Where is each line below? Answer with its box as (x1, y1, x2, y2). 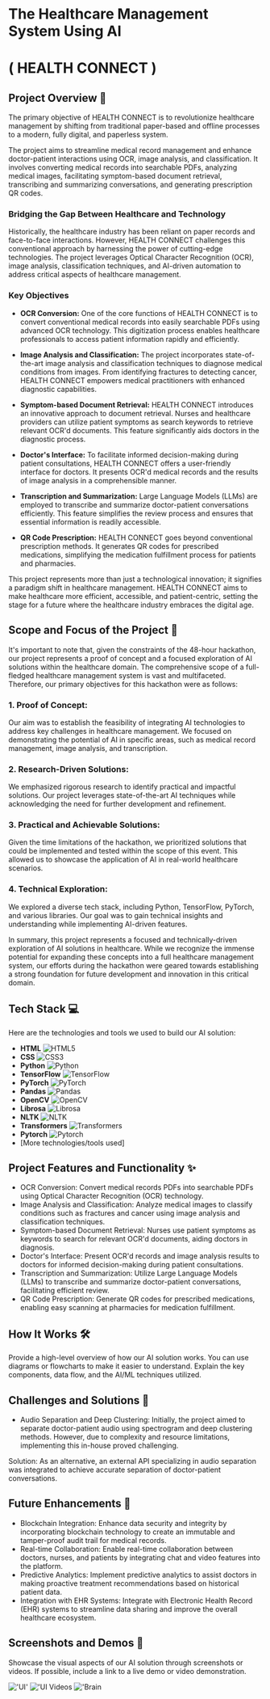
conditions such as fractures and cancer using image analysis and (19, 1208, 240, 1218)
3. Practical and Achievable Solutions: (8, 820, 160, 831)
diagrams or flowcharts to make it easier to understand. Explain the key (8, 1361, 245, 1371)
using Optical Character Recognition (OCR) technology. (19, 1191, 204, 1201)
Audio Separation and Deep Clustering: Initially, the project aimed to (19, 1415, 246, 1425)
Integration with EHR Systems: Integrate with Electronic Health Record (19, 1596, 253, 1605)
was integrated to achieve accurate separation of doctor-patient (8, 1465, 222, 1475)
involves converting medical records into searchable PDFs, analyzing (8, 162, 238, 172)
